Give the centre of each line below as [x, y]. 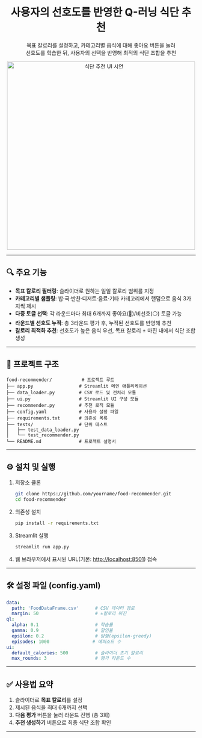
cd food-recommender [41, 500]
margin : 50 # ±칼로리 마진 [69, 614]
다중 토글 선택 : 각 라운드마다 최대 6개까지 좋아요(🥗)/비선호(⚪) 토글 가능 [98, 313]
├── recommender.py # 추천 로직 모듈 [60, 405]
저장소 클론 [28, 483]
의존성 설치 [28, 512]
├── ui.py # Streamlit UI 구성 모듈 [72, 399]
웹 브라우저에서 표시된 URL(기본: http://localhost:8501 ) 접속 [86, 559]
